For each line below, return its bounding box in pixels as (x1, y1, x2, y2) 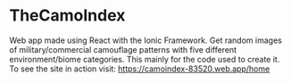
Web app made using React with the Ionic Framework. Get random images (9, 35, 283, 46)
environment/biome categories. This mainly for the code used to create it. (9, 54, 280, 64)
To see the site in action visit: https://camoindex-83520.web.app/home (9, 63, 270, 74)
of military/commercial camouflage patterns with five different (9, 44, 237, 54)
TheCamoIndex (9, 5, 126, 26)
